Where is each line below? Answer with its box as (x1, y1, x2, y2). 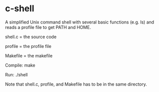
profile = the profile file (5, 43, 52, 49)
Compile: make (5, 62, 36, 68)
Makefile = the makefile (5, 52, 53, 59)
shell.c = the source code (5, 34, 57, 40)
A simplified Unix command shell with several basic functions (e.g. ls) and (5, 19, 155, 25)
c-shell (5, 3, 34, 14)
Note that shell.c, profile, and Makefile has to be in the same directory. (5, 81, 147, 87)
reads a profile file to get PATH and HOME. (5, 24, 91, 30)
